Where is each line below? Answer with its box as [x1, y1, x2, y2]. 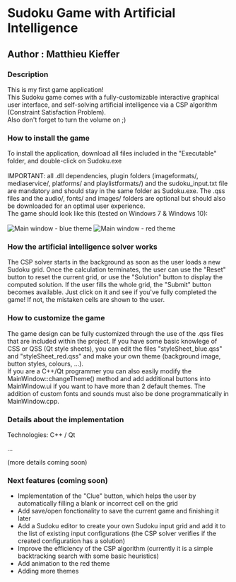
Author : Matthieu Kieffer [7, 48, 120, 60]
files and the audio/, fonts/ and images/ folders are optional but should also [7, 194, 226, 203]
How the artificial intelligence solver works [7, 242, 158, 252]
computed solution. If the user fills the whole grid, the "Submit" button [7, 281, 212, 289]
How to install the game [7, 133, 90, 143]
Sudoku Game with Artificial [7, 5, 176, 21]
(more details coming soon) [7, 458, 88, 467]
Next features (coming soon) [7, 475, 108, 485]
